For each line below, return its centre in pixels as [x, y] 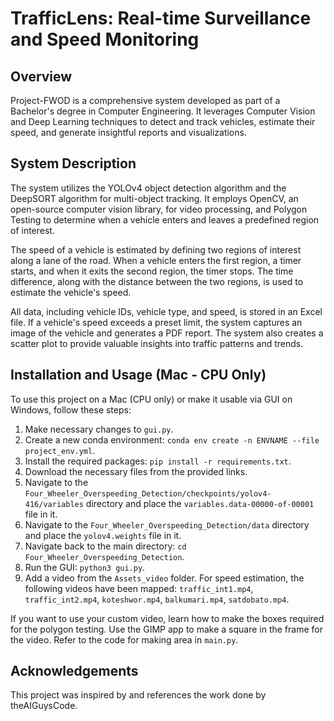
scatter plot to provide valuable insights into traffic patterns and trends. [157, 343]
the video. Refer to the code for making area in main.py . [124, 639]
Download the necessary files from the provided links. [136, 471]
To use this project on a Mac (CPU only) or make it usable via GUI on [151, 399]
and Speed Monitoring [105, 39]
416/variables [54, 504]
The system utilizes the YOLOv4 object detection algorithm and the [148, 188]
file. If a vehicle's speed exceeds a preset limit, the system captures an [156, 322]
